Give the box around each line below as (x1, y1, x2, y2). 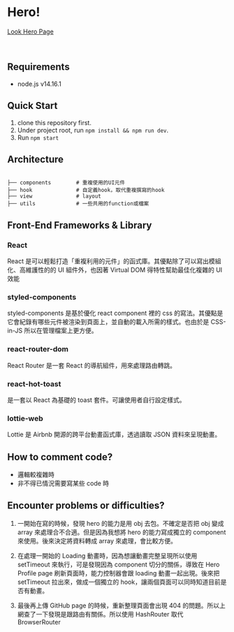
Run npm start (17, 133, 59, 142)
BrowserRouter (17, 617, 61, 626)
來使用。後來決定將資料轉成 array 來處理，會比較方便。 (17, 536, 177, 545)
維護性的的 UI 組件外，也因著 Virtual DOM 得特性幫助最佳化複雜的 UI (25, 266, 223, 274)
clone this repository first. (17, 118, 92, 126)
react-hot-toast (7, 379, 61, 388)
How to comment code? (7, 451, 113, 463)
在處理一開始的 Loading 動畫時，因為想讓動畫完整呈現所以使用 (17, 551, 198, 559)
